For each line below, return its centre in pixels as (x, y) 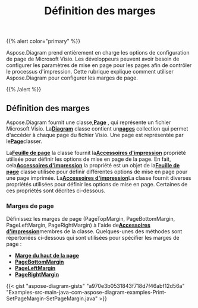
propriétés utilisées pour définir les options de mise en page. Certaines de (97, 184)
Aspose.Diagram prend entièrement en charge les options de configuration (98, 53)
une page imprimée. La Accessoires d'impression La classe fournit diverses (99, 178)
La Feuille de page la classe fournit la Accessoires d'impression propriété (96, 153)
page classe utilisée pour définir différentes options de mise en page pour (97, 172)
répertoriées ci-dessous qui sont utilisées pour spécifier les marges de (93, 238)
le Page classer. (24, 141)
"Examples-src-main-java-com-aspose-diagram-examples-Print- (86, 293)
